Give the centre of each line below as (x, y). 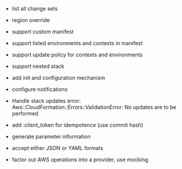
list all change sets (35, 9)
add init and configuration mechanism (58, 78)
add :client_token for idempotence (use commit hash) (77, 125)
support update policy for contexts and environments (77, 55)
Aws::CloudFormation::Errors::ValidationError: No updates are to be (94, 107)
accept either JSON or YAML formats (57, 148)
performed (25, 113)
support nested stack (38, 66)
